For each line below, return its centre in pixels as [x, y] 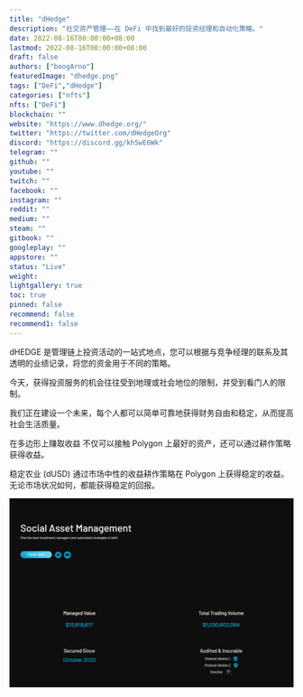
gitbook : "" [32, 238]
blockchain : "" [38, 114]
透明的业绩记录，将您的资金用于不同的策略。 [92, 363]
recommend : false [42, 314]
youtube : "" [32, 172]
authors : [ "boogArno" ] [52, 67]
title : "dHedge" [40, 19]
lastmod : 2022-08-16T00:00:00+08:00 [78, 48]
